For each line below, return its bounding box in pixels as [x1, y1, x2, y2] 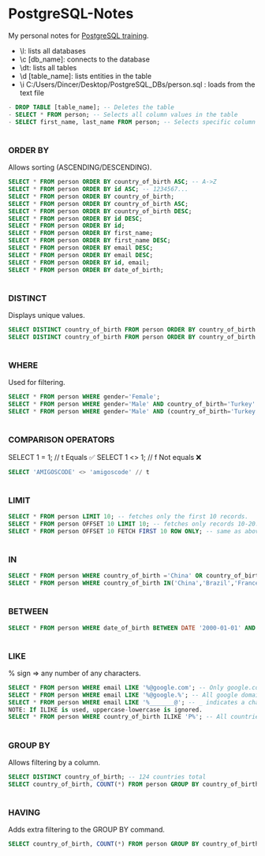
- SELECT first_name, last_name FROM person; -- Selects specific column [8, 118, 256, 126]
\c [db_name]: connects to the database [19, 54, 150, 64]
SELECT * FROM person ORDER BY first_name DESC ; [8, 237, 171, 245]
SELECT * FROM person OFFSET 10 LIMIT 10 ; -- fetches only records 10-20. [8, 520, 259, 528]
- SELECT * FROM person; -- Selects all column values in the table [8, 110, 238, 118]
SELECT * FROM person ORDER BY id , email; [8, 258, 150, 267]
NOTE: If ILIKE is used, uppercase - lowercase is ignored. [8, 705, 203, 714]
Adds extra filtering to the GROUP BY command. [8, 825, 166, 835]
